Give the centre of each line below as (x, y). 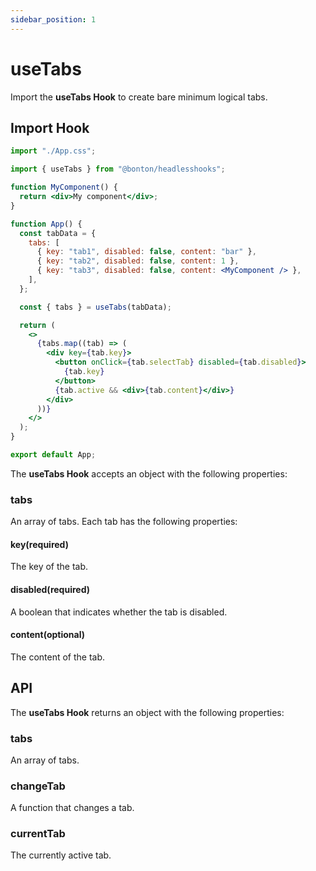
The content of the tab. (58, 657)
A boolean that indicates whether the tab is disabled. (119, 612)
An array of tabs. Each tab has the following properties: (124, 522)
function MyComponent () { (64, 187)
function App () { (46, 224)
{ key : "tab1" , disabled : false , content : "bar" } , (146, 252)
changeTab (38, 786)
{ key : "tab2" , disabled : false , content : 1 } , (138, 261)
